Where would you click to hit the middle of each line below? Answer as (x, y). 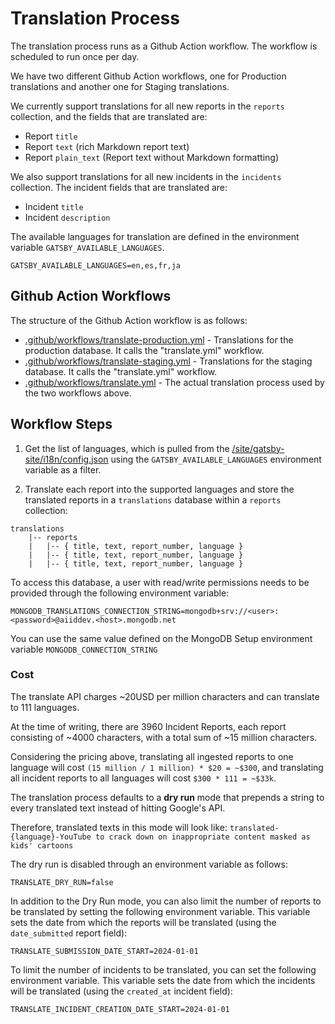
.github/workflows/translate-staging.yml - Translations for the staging (168, 361)
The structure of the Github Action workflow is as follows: (129, 320)
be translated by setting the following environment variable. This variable (160, 911)
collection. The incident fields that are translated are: (119, 187)
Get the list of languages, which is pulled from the (127, 448)
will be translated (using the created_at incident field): (121, 991)
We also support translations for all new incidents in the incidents (146, 176)
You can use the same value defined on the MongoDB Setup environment (161, 638)
